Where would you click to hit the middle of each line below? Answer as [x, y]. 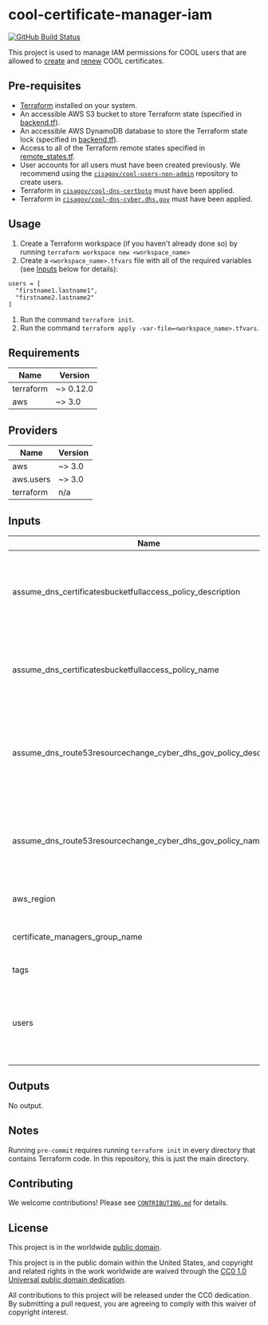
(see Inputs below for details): [69, 269]
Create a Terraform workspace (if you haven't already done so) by [128, 243]
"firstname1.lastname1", [57, 290]
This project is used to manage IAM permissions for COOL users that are [128, 52]
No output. [26, 1105]
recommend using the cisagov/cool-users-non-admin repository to [128, 173]
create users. [41, 182]
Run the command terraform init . [77, 319]
